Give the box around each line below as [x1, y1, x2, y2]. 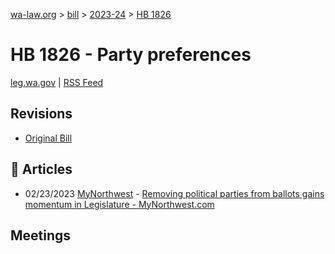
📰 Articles [10, 161, 73, 178]
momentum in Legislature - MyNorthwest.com [24, 198, 215, 210]
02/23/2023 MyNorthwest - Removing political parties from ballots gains [24, 187, 325, 199]
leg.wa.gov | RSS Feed [10, 76, 104, 88]
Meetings [10, 227, 72, 244]
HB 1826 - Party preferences [10, 44, 252, 66]
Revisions [10, 105, 73, 123]
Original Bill [24, 132, 73, 144]
